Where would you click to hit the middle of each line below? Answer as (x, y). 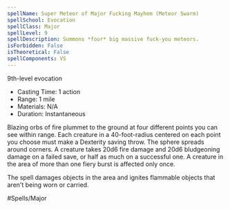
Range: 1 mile (36, 99)
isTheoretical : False (38, 53)
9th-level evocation (35, 78)
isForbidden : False (35, 46)
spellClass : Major (33, 26)
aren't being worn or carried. (48, 185)
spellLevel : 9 (28, 33)
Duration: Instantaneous (51, 113)
